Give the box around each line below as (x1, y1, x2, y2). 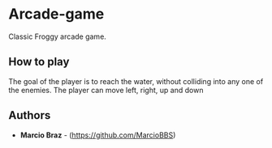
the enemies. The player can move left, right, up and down (8, 85, 204, 95)
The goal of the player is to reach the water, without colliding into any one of (8, 76, 264, 86)
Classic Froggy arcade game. (8, 32, 107, 41)
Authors (8, 108, 51, 122)
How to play (8, 55, 70, 69)
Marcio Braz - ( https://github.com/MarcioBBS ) (19, 130, 176, 140)
